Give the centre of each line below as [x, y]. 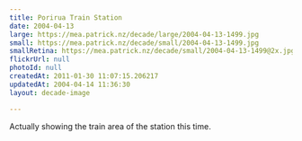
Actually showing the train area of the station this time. [110, 126]
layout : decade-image [50, 93]
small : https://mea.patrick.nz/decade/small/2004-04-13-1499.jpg [134, 43]
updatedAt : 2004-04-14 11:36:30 [70, 84]
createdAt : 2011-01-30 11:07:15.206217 [84, 76]
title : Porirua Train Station [66, 18]
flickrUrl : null [40, 59]
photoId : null [36, 68]
